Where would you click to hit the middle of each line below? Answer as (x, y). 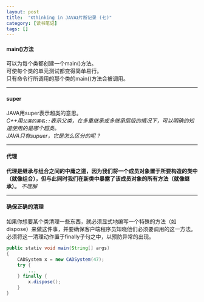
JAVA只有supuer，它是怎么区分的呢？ (54, 136)
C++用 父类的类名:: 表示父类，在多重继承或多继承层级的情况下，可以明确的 (98, 120)
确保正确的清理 (25, 207)
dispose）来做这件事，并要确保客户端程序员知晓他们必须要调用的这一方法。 (101, 229)
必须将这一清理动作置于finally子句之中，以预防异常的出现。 (80, 237)
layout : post (23, 12)
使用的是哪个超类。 (35, 128)
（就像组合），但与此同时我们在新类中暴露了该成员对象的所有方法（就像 (95, 178)
